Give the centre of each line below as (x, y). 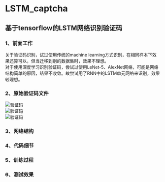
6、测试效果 (19, 174)
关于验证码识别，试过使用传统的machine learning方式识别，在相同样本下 (79, 55)
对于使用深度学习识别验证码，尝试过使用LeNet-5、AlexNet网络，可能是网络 (82, 67)
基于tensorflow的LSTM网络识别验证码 (64, 28)
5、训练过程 (19, 160)
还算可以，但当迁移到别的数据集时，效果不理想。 (59, 61)
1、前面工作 (19, 43)
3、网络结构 (19, 131)
